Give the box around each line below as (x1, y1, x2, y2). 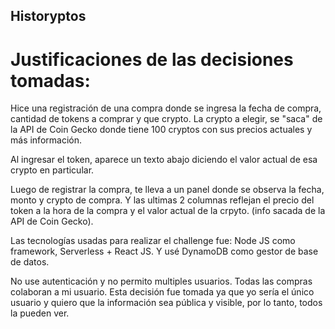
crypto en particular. (10, 164, 95, 176)
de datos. (10, 256, 50, 268)
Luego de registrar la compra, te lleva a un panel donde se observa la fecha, (10, 184, 325, 196)
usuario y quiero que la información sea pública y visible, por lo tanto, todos (10, 297, 323, 309)
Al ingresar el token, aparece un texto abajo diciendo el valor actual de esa (10, 154, 318, 166)
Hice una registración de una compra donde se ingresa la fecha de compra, (10, 102, 322, 114)
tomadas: (10, 69, 91, 92)
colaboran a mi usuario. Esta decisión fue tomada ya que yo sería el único (10, 286, 315, 298)
